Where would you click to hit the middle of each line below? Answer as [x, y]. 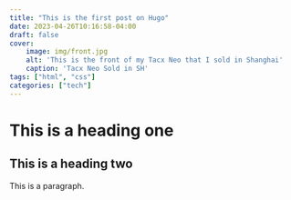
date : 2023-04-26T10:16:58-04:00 [73, 26]
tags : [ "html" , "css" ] [52, 77]
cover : [22, 43]
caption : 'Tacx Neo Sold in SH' [87, 69]
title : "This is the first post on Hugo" [89, 18]
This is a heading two [71, 164]
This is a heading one [92, 130]
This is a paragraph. [47, 185]
